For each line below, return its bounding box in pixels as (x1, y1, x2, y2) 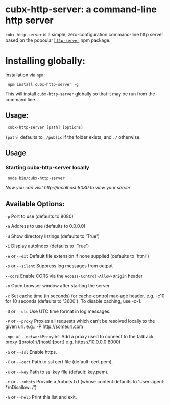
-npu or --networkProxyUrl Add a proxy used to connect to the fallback (5, 334, 154, 340)
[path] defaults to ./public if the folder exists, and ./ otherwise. (5, 133, 141, 140)
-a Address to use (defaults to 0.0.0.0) (5, 223, 86, 229)
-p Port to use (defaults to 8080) (5, 213, 74, 219)
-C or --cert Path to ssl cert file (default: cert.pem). (5, 359, 113, 365)
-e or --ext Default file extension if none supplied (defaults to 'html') (5, 253, 149, 259)
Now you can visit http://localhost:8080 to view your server (5, 185, 131, 191)
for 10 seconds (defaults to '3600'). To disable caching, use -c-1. (5, 298, 142, 304)
